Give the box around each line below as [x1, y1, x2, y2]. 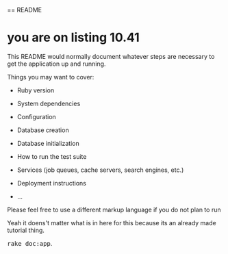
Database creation [16, 126, 70, 134]
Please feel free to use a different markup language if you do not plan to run [7, 205, 221, 214]
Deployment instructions [16, 179, 87, 187]
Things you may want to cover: [7, 73, 94, 81]
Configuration [16, 112, 56, 120]
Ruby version [16, 86, 55, 94]
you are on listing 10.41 [7, 30, 140, 45]
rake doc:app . [7, 239, 53, 247]
